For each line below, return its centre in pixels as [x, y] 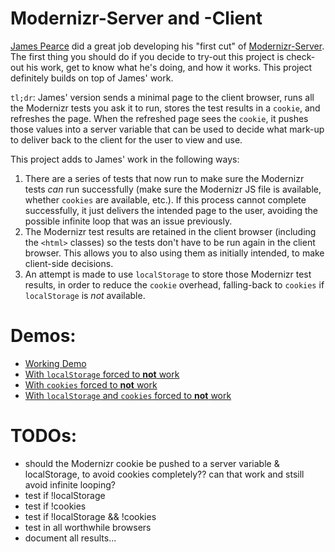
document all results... [70, 538]
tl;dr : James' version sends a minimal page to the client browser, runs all [162, 97]
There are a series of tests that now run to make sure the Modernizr [164, 178]
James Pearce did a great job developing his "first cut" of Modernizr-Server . [167, 46]
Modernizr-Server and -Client [136, 18]
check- [301, 56]
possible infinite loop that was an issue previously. [128, 221]
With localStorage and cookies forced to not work [128, 395]
